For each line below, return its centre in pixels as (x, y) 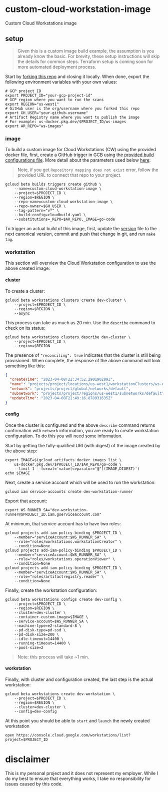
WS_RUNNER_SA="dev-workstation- (54, 510)
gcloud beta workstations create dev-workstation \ (60, 694)
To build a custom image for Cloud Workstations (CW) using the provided (81, 150)
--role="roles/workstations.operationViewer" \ (64, 559)
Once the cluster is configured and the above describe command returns (80, 425)
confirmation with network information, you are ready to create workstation (82, 430)
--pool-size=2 (29, 647)
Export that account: (26, 501)
